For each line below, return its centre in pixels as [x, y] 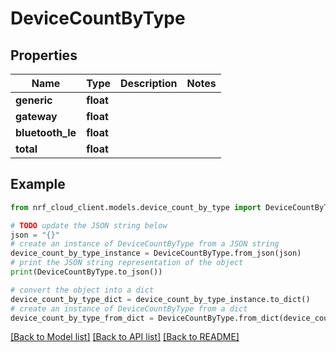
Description [149, 83]
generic [34, 100]
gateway [36, 116]
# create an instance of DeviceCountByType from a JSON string [145, 244]
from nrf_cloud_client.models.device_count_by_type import [136, 207]
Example [38, 184]
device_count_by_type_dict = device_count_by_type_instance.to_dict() [160, 299]
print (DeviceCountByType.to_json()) [86, 272]
